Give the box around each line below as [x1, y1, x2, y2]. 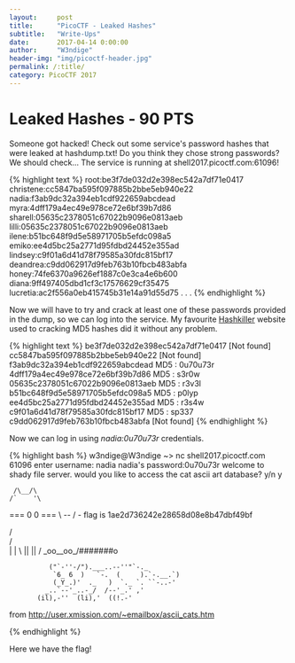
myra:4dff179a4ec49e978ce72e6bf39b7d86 [9, 202, 172, 213]
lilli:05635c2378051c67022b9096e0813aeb [9, 221, 168, 231]
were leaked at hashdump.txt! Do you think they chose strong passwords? [9, 147, 280, 158]
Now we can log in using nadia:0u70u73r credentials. [9, 433, 205, 443]
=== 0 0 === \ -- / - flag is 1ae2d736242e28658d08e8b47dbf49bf [9, 509, 253, 519]
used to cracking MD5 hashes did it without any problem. [9, 323, 218, 333]
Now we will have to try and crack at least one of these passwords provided [9, 304, 286, 315]
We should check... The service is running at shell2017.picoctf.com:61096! [9, 157, 279, 168]
